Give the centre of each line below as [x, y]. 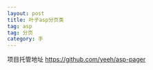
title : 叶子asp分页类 [35, 20]
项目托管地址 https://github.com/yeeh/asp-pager [76, 60]
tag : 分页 [20, 33]
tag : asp [20, 26]
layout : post [26, 13]
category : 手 [25, 39]
